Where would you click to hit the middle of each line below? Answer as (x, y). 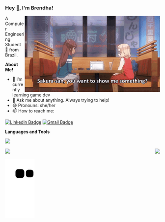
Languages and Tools (27, 132)
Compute (14, 24)
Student (13, 45)
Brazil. (12, 55)
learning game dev (31, 95)
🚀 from (12, 50)
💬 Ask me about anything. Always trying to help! (61, 100)
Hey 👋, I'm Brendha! (29, 8)
